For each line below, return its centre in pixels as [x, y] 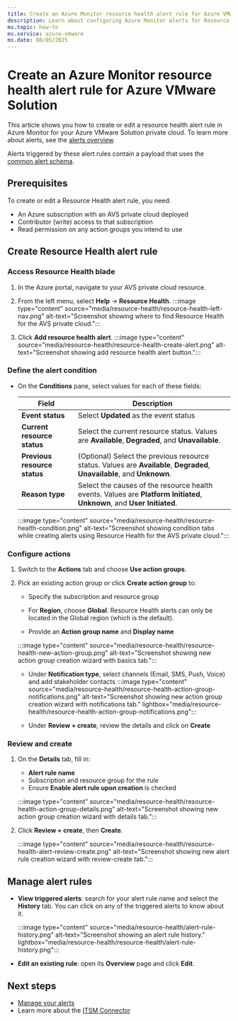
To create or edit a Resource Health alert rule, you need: [89, 200]
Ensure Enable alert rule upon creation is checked [102, 788]
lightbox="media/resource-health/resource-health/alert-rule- [107, 942]
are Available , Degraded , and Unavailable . [149, 440]
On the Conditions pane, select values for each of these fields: [109, 386]
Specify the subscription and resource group [93, 597]
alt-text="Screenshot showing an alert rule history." [130, 935]
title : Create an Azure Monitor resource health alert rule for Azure [114, 14]
